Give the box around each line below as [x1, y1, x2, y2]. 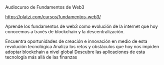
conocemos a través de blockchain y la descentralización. [5, 29, 125, 34]
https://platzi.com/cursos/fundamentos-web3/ [5, 14, 101, 19]
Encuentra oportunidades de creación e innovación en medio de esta [5, 38, 147, 44]
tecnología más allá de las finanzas [5, 54, 77, 60]
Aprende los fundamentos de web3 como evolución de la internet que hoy [5, 23, 158, 29]
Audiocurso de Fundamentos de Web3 [5, 4, 85, 10]
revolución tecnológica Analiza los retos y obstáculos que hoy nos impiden [5, 44, 159, 49]
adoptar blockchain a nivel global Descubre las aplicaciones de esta [5, 49, 145, 55]
